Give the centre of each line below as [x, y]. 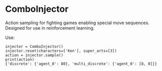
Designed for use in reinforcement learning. [50, 28]
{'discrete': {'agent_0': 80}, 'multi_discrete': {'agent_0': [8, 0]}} [81, 64]
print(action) [20, 59]
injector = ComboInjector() [34, 46]
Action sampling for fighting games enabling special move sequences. [77, 23]
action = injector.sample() [34, 55]
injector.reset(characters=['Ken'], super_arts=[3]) [61, 51]
